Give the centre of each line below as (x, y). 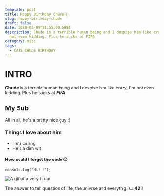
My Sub (17, 108)
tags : (10, 46)
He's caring (24, 143)
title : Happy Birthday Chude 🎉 (37, 14)
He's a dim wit (27, 148)
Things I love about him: (34, 133)
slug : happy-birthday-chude (34, 18)
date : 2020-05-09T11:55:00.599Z (38, 28)
